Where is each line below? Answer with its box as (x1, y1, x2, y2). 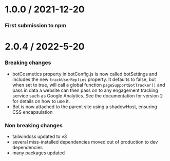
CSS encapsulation (12, 109, 53, 115)
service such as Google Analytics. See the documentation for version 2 (12, 92, 163, 98)
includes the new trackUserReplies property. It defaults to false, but (12, 76, 156, 83)
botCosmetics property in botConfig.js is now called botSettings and (12, 71, 158, 77)
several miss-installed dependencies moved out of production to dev (12, 138, 158, 145)
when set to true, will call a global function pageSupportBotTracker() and (12, 82, 165, 88)
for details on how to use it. (12, 98, 70, 104)
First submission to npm (5, 22, 66, 29)
